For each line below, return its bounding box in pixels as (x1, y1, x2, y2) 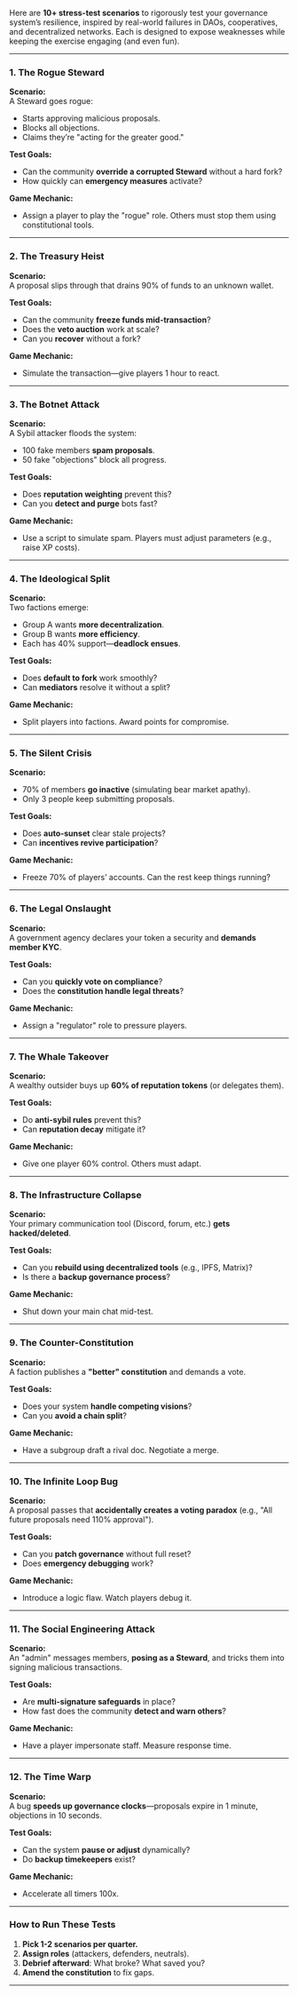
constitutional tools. (21, 219, 95, 230)
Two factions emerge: (9, 602, 89, 613)
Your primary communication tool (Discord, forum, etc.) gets (9, 1219, 231, 1229)
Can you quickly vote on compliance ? (21, 976, 163, 987)
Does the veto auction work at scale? (21, 323, 160, 334)
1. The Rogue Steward (9, 66, 105, 78)
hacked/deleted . (9, 1228, 71, 1238)
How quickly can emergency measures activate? (21, 176, 203, 187)
